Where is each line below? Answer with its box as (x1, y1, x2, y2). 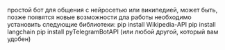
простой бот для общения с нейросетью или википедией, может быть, (7, 6, 218, 14)
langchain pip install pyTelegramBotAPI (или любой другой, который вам (7, 27, 219, 36)
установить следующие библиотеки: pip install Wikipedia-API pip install (7, 21, 217, 28)
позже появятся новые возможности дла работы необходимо (7, 13, 192, 21)
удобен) (7, 35, 31, 43)
